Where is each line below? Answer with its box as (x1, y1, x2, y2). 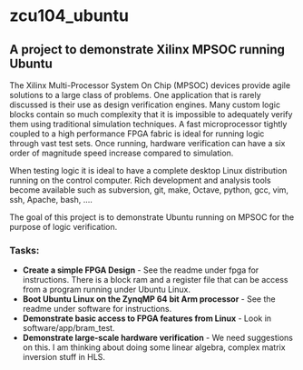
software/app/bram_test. (22, 323, 115, 334)
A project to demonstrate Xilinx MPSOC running (9, 42, 286, 57)
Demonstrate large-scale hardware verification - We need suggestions (22, 333, 293, 344)
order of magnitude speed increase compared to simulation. (9, 147, 234, 158)
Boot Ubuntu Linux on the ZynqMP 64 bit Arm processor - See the (22, 294, 276, 305)
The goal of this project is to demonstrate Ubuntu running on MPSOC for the (9, 212, 295, 223)
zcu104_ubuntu (9, 5, 130, 26)
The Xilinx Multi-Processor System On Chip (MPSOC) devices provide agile (9, 80, 291, 91)
